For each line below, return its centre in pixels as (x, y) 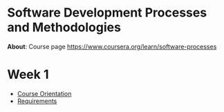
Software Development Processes (107, 13)
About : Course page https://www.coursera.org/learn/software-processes (112, 46)
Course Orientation (44, 93)
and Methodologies (64, 27)
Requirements (37, 101)
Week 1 (28, 75)
